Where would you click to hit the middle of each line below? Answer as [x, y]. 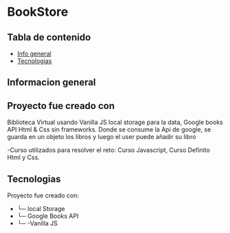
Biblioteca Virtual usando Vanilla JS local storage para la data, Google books [115, 122]
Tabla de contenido [49, 37]
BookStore [38, 12]
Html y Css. [23, 158]
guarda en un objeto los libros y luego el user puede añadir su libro [102, 137]
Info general [34, 53]
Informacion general [51, 83]
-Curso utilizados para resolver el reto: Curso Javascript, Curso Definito [109, 150]
